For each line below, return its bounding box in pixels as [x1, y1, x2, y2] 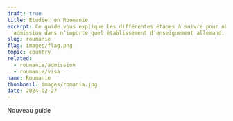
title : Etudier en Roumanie [7, 17, 89, 24]
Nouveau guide [7, 106, 51, 115]
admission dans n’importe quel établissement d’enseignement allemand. [13, 29, 225, 37]
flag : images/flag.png [7, 42, 73, 49]
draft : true [7, 10, 42, 17]
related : [7, 55, 33, 62]
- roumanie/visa [13, 68, 60, 75]
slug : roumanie [7, 36, 51, 43]
